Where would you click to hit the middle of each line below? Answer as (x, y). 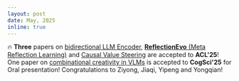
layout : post (27, 14)
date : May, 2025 (31, 20)
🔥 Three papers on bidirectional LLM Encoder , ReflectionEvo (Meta (107, 47)
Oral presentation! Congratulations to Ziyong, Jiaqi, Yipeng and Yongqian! (115, 70)
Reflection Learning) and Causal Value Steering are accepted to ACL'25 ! (113, 55)
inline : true (27, 27)
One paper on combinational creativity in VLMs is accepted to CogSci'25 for (119, 62)
